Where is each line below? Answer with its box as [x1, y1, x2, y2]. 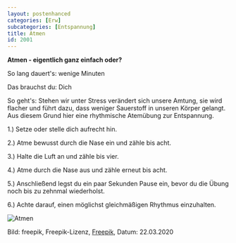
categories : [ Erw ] [7, 17, 61, 24]
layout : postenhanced [7, 10, 71, 18]
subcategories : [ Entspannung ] [7, 23, 97, 30]
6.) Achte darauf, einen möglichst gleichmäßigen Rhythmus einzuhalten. [7, 201, 216, 209]
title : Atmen [7, 29, 46, 37]
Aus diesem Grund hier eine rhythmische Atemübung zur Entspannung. [7, 112, 214, 120]
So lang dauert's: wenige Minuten [7, 70, 106, 78]
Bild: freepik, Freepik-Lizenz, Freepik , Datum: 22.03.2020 [7, 228, 174, 236]
